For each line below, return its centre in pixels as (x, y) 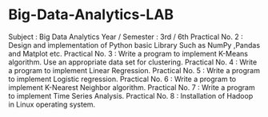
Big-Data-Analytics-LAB (91, 15)
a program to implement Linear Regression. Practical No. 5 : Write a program (134, 70)
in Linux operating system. (52, 104)
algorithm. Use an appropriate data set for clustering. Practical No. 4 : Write (133, 62)
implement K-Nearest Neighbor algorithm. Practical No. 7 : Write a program (132, 87)
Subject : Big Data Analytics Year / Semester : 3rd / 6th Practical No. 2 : (126, 37)
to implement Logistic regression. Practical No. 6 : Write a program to (122, 79)
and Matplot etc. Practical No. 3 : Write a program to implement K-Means (128, 53)
